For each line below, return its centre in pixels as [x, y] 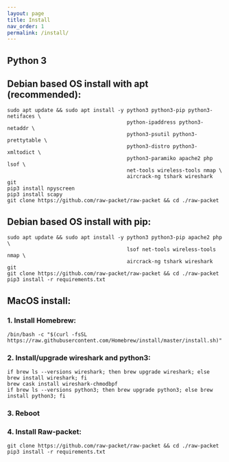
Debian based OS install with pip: [79, 222]
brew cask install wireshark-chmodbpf [62, 384]
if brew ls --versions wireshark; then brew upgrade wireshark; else [109, 372]
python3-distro [148, 146]
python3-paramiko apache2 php [170, 159]
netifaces [21, 117]
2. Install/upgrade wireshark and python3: [79, 357]
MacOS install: [39, 301]
